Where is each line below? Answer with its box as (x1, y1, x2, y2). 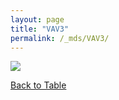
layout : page (10, 14, 65, 25)
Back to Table (10, 79, 67, 91)
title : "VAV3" (10, 24, 70, 34)
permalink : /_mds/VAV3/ (10, 33, 110, 43)
